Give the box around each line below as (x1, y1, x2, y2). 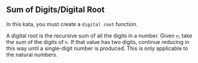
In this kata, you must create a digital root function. (6, 20, 138, 27)
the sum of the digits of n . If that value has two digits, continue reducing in (6, 38, 190, 45)
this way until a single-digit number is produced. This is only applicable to (6, 45, 188, 52)
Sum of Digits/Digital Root (6, 5, 105, 15)
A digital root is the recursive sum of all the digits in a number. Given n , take (6, 32, 193, 39)
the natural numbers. (6, 51, 58, 58)
